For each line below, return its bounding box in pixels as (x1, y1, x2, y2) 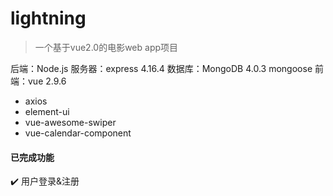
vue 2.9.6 (27, 75, 67, 87)
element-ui (24, 105, 70, 117)
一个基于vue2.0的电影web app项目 (34, 41, 179, 53)
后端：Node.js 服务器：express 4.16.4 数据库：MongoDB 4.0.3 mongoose (10, 62, 313, 74)
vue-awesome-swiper (24, 116, 117, 128)
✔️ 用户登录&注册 (10, 175, 80, 187)
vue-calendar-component (24, 127, 132, 139)
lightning (10, 7, 87, 30)
